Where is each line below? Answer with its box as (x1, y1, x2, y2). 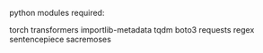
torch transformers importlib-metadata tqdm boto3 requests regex (9, 25, 255, 34)
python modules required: (9, 8, 105, 18)
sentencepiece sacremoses (9, 34, 112, 44)
